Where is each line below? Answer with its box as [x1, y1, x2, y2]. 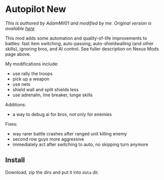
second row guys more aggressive [12, 136, 84, 142]
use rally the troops [12, 70, 53, 76]
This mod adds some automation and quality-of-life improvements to [5, 35, 147, 41]
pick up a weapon [12, 76, 50, 82]
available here [5, 25, 35, 31]
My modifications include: [5, 61, 59, 67]
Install [5, 156, 25, 164]
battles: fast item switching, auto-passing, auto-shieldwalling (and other [5, 40, 154, 46]
